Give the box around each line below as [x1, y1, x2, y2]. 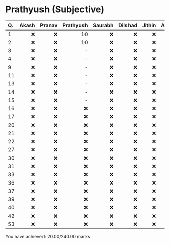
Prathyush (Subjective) [5, 4, 105, 15]
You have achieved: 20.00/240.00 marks [5, 233, 90, 239]
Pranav [40, 22, 58, 29]
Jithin [142, 22, 156, 29]
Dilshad [118, 22, 138, 29]
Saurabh [93, 22, 114, 29]
